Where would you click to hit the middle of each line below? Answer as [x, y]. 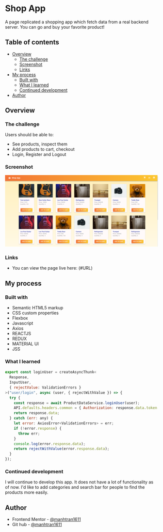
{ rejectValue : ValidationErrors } [45, 387]
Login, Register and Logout [39, 154]
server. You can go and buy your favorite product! [55, 27]
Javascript [23, 323]
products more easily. [27, 492]
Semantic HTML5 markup [38, 307]
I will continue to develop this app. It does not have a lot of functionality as [79, 482]
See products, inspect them [40, 144]
